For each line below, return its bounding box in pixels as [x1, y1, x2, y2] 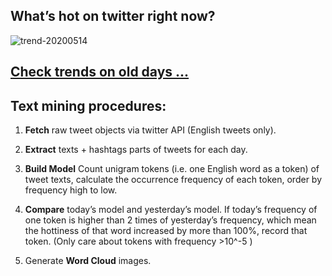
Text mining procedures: [10, 97, 167, 114]
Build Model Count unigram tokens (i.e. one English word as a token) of [24, 163, 320, 175]
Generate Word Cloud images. [24, 255, 152, 267]
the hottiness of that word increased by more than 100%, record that [24, 225, 308, 237]
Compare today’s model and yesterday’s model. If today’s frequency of [24, 204, 318, 216]
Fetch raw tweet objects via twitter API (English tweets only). [24, 124, 277, 136]
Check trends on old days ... [10, 64, 190, 81]
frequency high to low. [24, 184, 118, 196]
